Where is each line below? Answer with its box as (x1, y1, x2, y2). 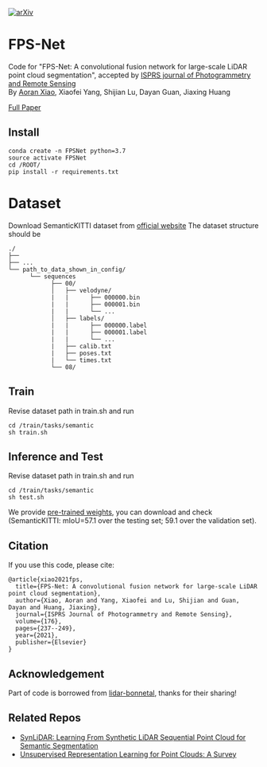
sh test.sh (8, 494, 44, 501)
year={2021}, (15, 631, 59, 639)
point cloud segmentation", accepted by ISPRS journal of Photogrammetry (8, 70, 251, 80)
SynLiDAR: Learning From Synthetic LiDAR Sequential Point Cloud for (19, 732, 246, 741)
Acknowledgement (8, 667, 105, 681)
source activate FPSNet (8, 154, 87, 162)
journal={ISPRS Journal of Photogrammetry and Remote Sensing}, (15, 611, 233, 619)
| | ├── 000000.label (50, 321, 148, 329)
